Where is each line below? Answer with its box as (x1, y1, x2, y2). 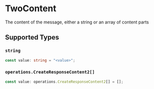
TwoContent (5, 3, 57, 14)
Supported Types (5, 33, 60, 42)
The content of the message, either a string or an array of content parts (5, 19, 149, 25)
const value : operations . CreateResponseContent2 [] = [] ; (5, 79, 124, 84)
